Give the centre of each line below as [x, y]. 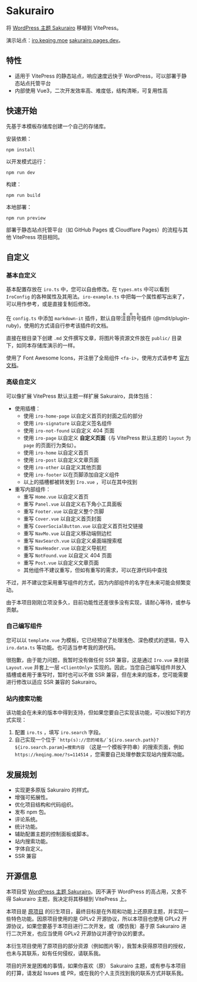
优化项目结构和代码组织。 [45, 804]
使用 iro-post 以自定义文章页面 [61, 460]
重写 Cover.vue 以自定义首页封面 [62, 519]
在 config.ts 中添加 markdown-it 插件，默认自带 [64, 318]
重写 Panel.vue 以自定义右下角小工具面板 [72, 504]
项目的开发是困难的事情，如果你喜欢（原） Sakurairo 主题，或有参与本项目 [96, 966]
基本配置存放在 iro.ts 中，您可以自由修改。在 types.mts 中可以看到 [88, 290]
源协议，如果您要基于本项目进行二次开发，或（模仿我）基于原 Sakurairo [93, 926]
